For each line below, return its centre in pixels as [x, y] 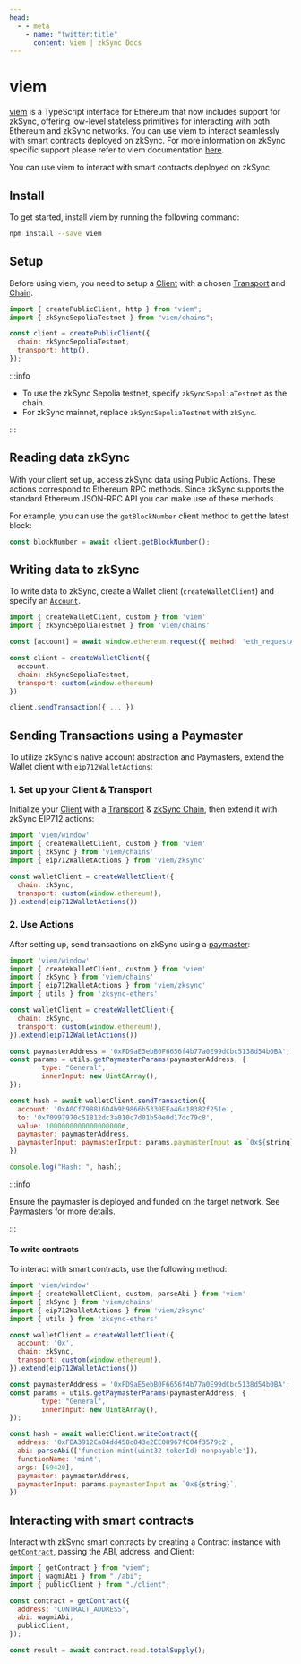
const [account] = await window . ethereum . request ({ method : [124, 642]
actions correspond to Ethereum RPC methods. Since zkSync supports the [147, 489]
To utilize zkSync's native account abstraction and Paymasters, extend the [147, 757]
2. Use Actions [42, 925]
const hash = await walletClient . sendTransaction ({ [107, 1101]
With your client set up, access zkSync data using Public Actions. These [142, 479]
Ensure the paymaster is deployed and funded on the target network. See [145, 1201]
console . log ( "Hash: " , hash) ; [66, 1167]
